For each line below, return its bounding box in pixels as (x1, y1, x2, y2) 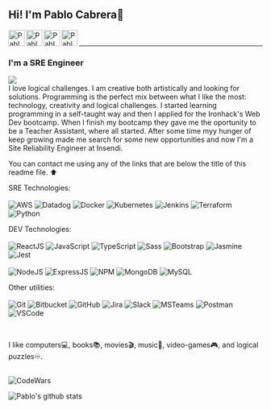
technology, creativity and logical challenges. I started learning (8, 101, 218, 110)
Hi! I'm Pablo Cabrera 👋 (8, 8, 124, 22)
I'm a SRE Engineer (8, 57, 84, 68)
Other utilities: (8, 283, 55, 292)
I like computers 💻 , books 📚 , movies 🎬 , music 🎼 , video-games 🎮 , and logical (8, 340, 259, 350)
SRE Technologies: (8, 183, 71, 193)
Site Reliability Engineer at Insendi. (8, 143, 123, 153)
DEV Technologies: (8, 225, 72, 234)
